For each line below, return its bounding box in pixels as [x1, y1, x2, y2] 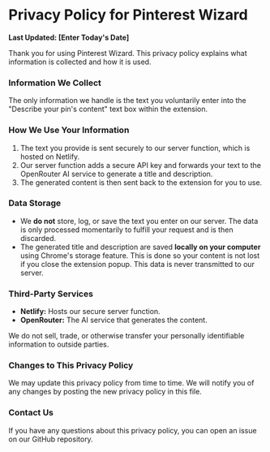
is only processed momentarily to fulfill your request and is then [19, 225, 234, 235]
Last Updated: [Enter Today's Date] [8, 32, 130, 42]
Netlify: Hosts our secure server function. [19, 307, 161, 316]
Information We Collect [8, 77, 101, 88]
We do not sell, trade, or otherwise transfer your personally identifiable [8, 331, 245, 341]
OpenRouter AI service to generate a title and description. [19, 169, 213, 179]
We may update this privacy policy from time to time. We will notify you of [8, 378, 255, 388]
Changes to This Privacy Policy [8, 359, 134, 371]
